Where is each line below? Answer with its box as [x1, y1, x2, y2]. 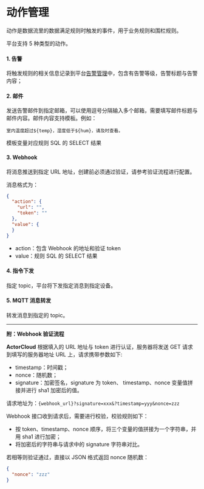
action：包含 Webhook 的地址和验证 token [15, 244, 121, 252]
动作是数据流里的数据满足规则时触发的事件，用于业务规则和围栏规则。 [6, 27, 182, 34]
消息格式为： [6, 181, 38, 188]
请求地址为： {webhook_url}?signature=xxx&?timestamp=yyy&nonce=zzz [6, 399, 180, 407]
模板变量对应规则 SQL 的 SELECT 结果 [6, 139, 102, 147]
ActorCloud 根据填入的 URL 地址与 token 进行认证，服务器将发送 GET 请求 [6, 343, 193, 350]
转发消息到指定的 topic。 [6, 311, 69, 318]
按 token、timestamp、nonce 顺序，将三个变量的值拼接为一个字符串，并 [15, 425, 197, 432]
